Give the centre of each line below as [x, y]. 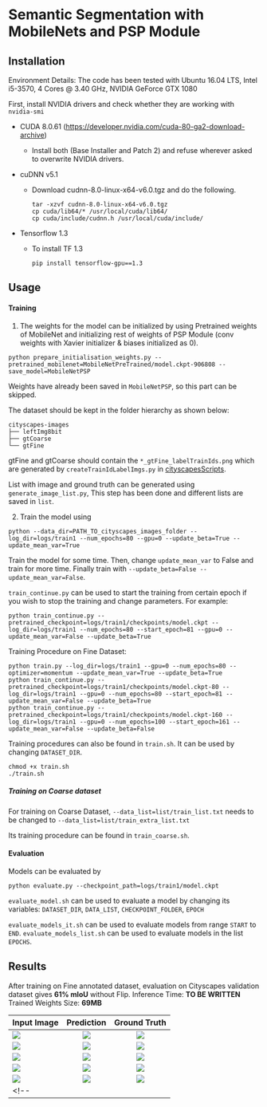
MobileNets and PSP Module [104, 32]
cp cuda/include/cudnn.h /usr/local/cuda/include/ [118, 219]
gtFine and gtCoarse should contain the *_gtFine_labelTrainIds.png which [132, 460]
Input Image [35, 1022]
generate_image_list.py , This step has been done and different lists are [126, 493]
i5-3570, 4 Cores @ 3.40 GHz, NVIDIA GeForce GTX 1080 [103, 89]
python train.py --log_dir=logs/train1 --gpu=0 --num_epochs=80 [117, 666]
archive [32, 135]
